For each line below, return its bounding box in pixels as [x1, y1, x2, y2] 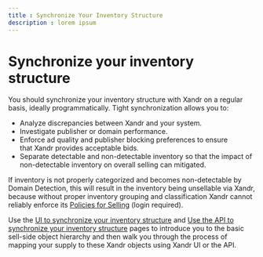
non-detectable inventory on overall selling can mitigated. [19, 160, 206, 169]
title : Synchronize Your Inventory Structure [8, 11, 163, 20]
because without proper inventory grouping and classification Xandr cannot [8, 192, 253, 201]
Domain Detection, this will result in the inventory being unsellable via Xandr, [8, 183, 255, 193]
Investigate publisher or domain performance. [19, 127, 168, 136]
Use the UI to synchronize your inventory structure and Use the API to [8, 215, 234, 225]
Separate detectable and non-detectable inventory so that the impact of [19, 152, 253, 161]
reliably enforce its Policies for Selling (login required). [8, 201, 184, 210]
